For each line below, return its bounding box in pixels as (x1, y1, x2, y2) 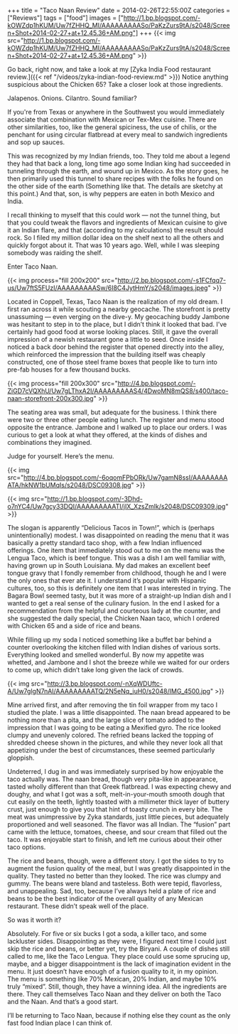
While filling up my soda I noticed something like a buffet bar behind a (7, 635, 212, 644)
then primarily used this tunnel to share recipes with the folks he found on (7, 174, 224, 183)
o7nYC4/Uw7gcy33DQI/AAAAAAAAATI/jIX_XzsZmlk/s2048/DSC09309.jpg (7, 502, 226, 510)
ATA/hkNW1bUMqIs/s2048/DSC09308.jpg (7, 481, 131, 489)
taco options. (7, 843, 46, 851)
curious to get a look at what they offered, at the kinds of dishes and (7, 431, 207, 439)
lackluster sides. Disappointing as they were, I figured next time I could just (7, 937, 227, 945)
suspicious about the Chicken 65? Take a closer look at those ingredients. (7, 80, 224, 88)
